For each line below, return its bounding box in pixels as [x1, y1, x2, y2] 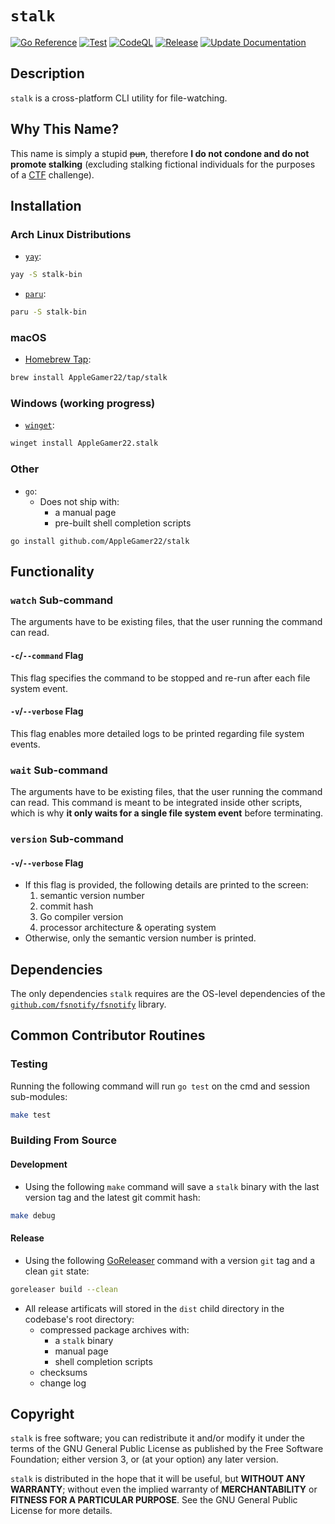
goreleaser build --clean [10, 1284, 118, 1294]
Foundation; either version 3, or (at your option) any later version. [10, 1453, 279, 1466]
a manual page [54, 506, 117, 518]
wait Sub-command [10, 763, 108, 777]
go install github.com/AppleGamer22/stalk [10, 536, 190, 546]
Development [10, 1158, 68, 1171]
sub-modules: [10, 1090, 68, 1102]
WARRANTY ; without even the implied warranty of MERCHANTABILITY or [10, 1483, 318, 1496]
